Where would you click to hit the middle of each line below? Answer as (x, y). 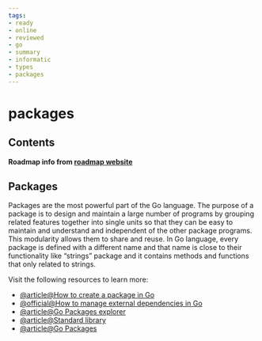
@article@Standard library (63, 320)
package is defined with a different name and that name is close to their (125, 248)
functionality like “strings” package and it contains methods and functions (129, 256)
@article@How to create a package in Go (87, 295)
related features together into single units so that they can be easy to (121, 222)
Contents (32, 143)
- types (21, 67)
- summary (25, 52)
